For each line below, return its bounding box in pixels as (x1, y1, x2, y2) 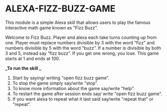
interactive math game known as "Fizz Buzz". (5, 24, 98, 30)
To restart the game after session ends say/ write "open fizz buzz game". (12, 91, 163, 97)
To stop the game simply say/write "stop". (12, 80, 98, 86)
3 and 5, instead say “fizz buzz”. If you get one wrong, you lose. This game (5, 50, 159, 56)
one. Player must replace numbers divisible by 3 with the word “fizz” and (5, 39, 155, 45)
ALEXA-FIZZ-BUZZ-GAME (5, 3, 116, 14)
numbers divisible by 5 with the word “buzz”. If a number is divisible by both (5, 45, 161, 51)
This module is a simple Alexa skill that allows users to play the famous (5, 19, 151, 25)
